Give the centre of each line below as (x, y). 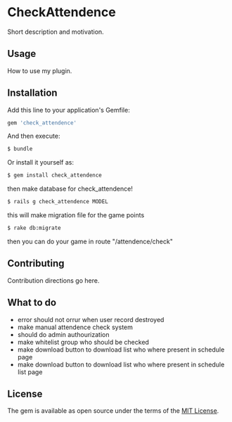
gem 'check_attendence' (42, 123)
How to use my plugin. (40, 70)
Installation (32, 93)
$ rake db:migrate (34, 228)
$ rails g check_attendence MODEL (58, 202)
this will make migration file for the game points (76, 215)
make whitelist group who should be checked (83, 342)
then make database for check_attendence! (70, 189)
